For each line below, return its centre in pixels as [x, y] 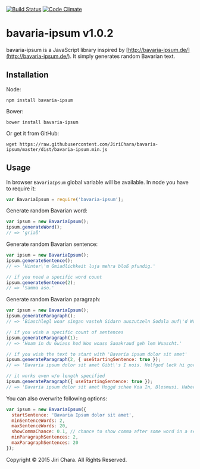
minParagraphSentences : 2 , [45, 437]
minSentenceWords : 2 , [38, 421]
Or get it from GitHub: [33, 133]
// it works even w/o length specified [56, 376]
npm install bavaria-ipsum [40, 100]
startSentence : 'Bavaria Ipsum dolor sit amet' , [73, 415]
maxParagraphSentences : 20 [45, 443]
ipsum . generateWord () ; [34, 227]
